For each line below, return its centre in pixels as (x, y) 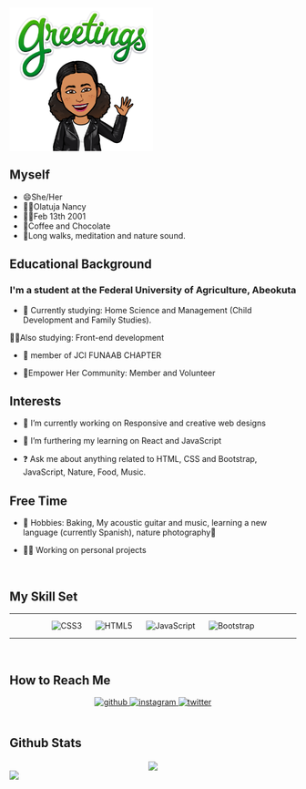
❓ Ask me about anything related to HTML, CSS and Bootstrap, (140, 459)
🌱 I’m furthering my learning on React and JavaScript (122, 441)
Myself (30, 175)
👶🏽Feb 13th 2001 (54, 216)
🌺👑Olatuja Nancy (54, 206)
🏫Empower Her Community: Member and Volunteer (119, 373)
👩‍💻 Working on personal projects (85, 550)
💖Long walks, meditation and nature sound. (104, 235)
